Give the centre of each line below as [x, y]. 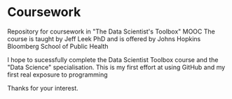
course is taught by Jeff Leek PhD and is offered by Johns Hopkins [104, 38]
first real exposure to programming [57, 75]
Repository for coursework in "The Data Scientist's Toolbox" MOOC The [111, 31]
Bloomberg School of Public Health [58, 46]
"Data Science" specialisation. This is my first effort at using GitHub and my [116, 67]
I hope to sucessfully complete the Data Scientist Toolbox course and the [113, 59]
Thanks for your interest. [43, 88]
